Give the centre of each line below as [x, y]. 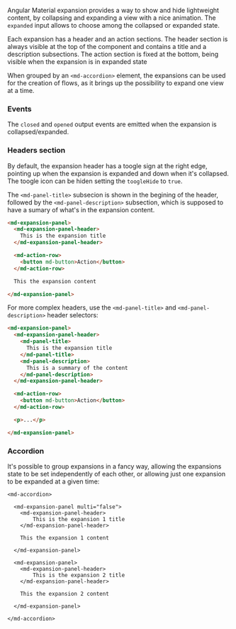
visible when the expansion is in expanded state [77, 62]
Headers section [36, 151]
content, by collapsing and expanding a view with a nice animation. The [112, 18]
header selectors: [73, 315]
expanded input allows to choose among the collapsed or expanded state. [113, 25]
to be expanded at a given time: [54, 481]
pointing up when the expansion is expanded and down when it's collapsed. [118, 173]
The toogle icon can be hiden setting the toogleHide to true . [95, 181]
